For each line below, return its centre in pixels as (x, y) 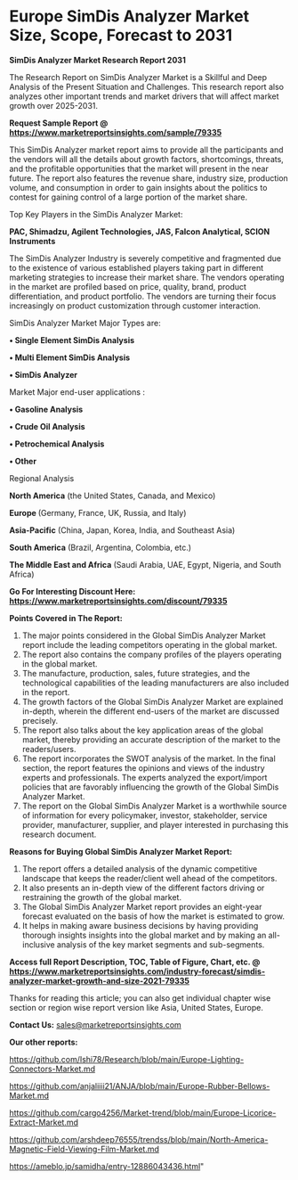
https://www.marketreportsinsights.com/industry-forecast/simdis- (137, 971)
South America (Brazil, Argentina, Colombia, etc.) (101, 547)
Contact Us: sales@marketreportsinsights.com (96, 1024)
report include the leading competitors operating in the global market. (149, 644)
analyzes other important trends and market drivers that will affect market (144, 96)
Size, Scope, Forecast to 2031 (121, 35)
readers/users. (49, 749)
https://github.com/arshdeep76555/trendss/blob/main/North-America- (139, 1139)
